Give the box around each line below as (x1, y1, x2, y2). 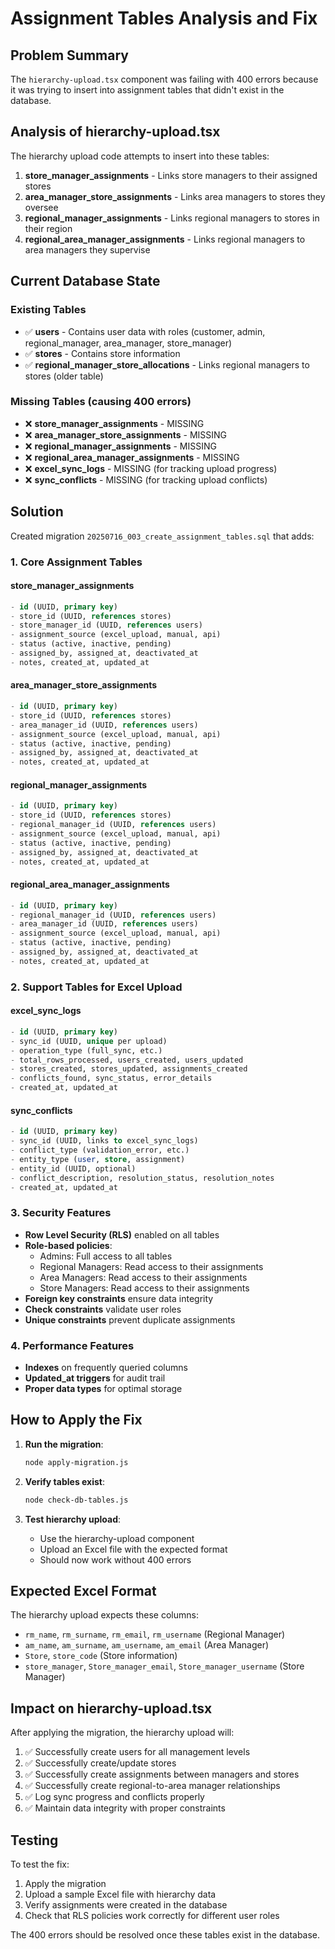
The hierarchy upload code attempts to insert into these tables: (10, 150, 270, 162)
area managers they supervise (24, 243, 151, 256)
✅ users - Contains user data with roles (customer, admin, (24, 325, 266, 337)
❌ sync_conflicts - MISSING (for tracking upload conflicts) (24, 473, 268, 486)
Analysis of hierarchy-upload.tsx (10, 123, 221, 141)
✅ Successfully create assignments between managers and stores (24, 1768, 300, 1781)
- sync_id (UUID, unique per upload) (10, 1036, 168, 1046)
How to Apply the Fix (10, 1412, 143, 1429)
